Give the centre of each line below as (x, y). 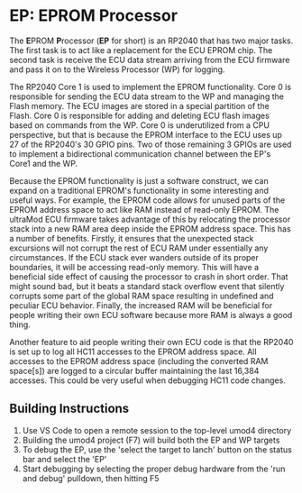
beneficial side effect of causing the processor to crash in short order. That (149, 277)
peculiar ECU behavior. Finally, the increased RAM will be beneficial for (141, 305)
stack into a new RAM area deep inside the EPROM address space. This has (150, 228)
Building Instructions (69, 409)
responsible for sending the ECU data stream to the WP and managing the (146, 96)
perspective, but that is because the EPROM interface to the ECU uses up (146, 134)
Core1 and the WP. (44, 163)
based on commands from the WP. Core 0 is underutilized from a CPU (140, 125)
